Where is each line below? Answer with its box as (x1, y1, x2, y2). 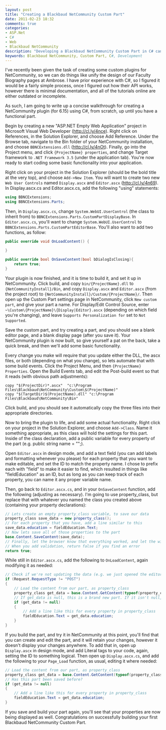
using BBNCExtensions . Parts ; (5, 199, 65, 205)
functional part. (5, 113, 37, 119)
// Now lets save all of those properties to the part (5, 530, 121, 535)
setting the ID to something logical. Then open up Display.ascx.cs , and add (5, 653, 159, 659)
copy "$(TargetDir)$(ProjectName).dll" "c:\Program (5, 392, 114, 396)
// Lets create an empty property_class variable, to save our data (5, 511, 149, 516)
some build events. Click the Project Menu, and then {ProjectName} (5, 363, 142, 369)
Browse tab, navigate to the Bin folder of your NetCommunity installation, (5, 139, 154, 145)
